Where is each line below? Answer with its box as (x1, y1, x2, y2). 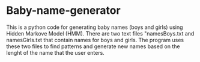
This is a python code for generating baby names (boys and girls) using (6, 23, 183, 31)
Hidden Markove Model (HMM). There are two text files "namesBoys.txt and (6, 29, 195, 37)
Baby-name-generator (6, 4, 121, 17)
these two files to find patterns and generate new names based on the (6, 43, 180, 50)
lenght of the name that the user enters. (6, 49, 105, 56)
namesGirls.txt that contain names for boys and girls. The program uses (6, 36, 184, 43)
